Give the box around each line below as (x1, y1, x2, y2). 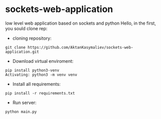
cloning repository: (12, 35, 52, 41)
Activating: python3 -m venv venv (5, 72, 78, 77)
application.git (5, 49, 39, 54)
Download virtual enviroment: (12, 58, 74, 64)
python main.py (5, 109, 37, 114)
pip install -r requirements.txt (5, 90, 75, 96)
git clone (5, 45, 26, 50)
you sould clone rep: (5, 25, 48, 31)
